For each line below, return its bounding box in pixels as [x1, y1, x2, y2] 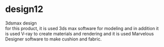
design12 [5, 3, 43, 15]
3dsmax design [5, 20, 37, 26]
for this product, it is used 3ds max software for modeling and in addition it [5, 25, 159, 31]
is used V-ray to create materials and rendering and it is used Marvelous [5, 30, 154, 36]
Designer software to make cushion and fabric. [5, 36, 102, 42]
